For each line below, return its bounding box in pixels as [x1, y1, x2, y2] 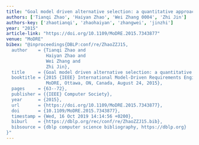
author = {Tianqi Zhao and [11, 47, 86, 53]
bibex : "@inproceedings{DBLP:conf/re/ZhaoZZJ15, [6, 42, 129, 48]
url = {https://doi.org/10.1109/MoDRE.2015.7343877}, [11, 102, 163, 108]
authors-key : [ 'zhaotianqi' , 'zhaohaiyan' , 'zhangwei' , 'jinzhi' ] [6, 20, 174, 25]
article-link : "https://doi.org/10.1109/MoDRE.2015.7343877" [6, 31, 161, 37]
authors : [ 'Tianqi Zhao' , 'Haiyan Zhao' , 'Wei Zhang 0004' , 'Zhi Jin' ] [6, 14, 187, 20]
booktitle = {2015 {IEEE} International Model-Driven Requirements [11, 75, 182, 80]
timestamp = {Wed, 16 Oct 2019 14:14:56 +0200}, [11, 113, 134, 119]
